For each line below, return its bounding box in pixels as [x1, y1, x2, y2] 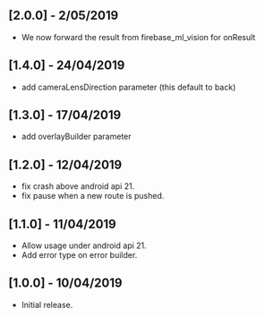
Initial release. [21, 299, 73, 310]
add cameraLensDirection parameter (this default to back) [21, 81, 236, 92]
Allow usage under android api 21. [21, 240, 147, 251]
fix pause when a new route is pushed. [21, 191, 165, 201]
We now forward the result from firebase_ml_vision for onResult [21, 31, 256, 42]
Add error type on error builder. [21, 250, 138, 261]
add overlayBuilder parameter [21, 131, 132, 142]
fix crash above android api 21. [21, 181, 135, 192]
